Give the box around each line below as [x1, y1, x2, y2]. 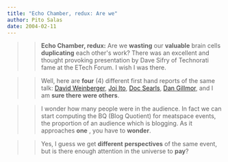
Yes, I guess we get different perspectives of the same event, [40, 140, 218, 148]
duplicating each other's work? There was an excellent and [40, 49, 210, 57]
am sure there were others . [40, 91, 120, 100]
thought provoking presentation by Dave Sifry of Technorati [40, 56, 209, 65]
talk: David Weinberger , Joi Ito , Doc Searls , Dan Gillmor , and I [40, 84, 214, 93]
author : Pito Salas [7, 16, 63, 23]
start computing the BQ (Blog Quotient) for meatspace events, [40, 112, 216, 120]
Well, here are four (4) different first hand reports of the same [40, 77, 216, 85]
